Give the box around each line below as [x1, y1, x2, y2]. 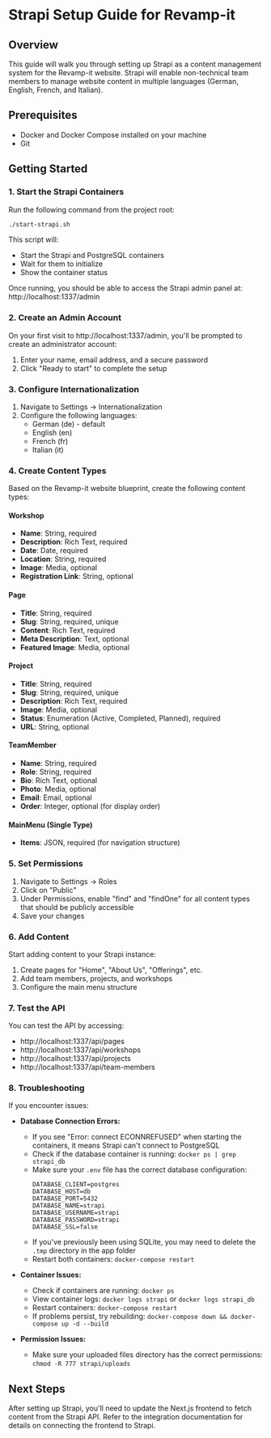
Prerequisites [8, 108, 78, 122]
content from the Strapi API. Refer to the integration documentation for [8, 1412, 243, 1422]
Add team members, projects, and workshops [19, 973, 173, 983]
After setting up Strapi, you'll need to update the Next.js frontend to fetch [8, 1403, 252, 1413]
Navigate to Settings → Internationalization [19, 402, 163, 412]
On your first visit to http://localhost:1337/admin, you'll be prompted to [8, 330, 243, 340]
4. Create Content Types [8, 465, 107, 476]
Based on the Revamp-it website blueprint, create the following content [8, 484, 246, 493]
